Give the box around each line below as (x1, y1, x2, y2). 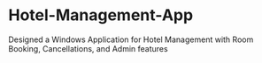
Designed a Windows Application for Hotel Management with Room (8, 34, 254, 45)
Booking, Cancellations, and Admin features (8, 43, 169, 53)
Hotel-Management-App (8, 5, 194, 25)
